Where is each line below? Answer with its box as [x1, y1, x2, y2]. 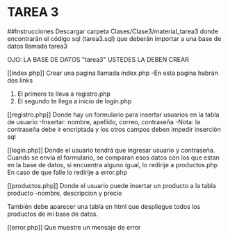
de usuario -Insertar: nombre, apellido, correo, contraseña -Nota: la [7, 117, 200, 126]
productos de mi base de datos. [7, 210, 99, 218]
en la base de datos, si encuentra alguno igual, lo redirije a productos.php [7, 160, 218, 169]
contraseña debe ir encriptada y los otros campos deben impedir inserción [7, 125, 221, 133]
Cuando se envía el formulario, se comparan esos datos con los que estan [7, 153, 220, 162]
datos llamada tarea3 [7, 42, 68, 50]
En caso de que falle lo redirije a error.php [7, 168, 127, 176]
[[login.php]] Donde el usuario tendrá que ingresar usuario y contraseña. [7, 146, 215, 154]
